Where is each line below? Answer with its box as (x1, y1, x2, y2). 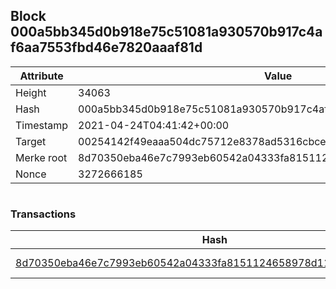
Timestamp (15, 118, 69, 132)
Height (15, 85, 47, 99)
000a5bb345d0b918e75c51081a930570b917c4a (10, 24, 323, 41)
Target (15, 134, 47, 148)
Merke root (15, 150, 68, 164)
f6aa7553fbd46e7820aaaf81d (10, 39, 203, 56)
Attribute (19, 69, 64, 83)
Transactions (10, 207, 77, 221)
